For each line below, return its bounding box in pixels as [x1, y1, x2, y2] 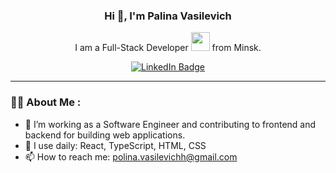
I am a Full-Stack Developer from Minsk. [74, 42, 262, 54]
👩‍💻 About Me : [10, 95, 82, 109]
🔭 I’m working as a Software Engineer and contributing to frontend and [24, 118, 317, 130]
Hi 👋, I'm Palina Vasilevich [104, 9, 232, 23]
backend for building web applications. [24, 129, 186, 141]
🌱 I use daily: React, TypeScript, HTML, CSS [24, 139, 207, 151]
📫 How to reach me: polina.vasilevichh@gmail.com [24, 150, 238, 163]
